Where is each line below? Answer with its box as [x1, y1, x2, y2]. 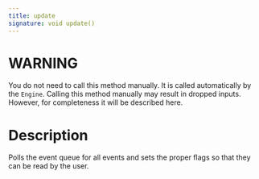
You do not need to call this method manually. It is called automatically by [8, 81, 252, 90]
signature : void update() [8, 19, 95, 27]
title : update [8, 11, 56, 20]
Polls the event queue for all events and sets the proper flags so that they [8, 152, 251, 162]
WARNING [8, 54, 78, 73]
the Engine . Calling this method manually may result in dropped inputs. [8, 89, 241, 99]
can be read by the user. [8, 161, 89, 171]
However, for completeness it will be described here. [8, 98, 183, 107]
